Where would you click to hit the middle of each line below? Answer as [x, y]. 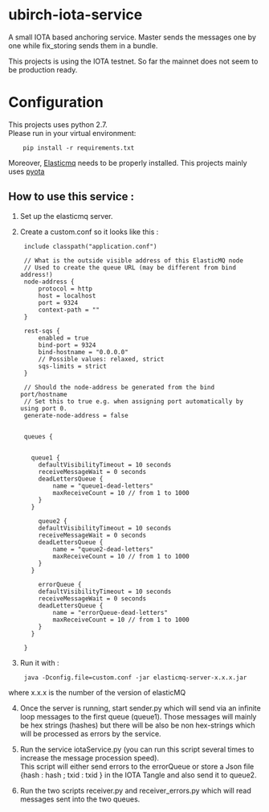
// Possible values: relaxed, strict [101, 359]
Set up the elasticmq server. [66, 216]
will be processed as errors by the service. [91, 733]
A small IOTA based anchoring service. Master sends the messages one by [132, 37]
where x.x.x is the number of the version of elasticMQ [97, 692]
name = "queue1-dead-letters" [103, 486]
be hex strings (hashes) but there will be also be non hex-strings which [137, 725]
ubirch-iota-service [75, 15]
